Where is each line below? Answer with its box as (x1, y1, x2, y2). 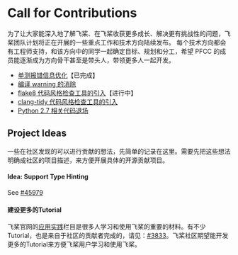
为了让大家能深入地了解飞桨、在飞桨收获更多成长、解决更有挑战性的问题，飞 (7, 29, 231, 38)
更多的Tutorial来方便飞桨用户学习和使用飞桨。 (7, 240, 142, 249)
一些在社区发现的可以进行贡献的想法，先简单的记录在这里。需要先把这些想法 (7, 147, 231, 155)
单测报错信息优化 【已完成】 (17, 71, 99, 79)
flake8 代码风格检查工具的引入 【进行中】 (17, 89, 137, 97)
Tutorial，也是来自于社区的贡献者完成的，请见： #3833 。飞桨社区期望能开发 (7, 232, 229, 240)
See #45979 (7, 188, 44, 196)
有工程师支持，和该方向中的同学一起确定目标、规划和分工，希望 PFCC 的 (7, 47, 220, 55)
